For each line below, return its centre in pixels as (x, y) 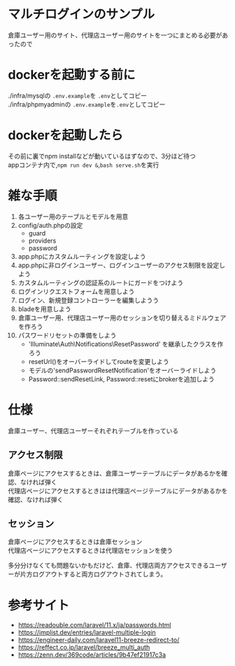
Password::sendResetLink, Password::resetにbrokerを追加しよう (122, 379)
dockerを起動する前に (72, 75)
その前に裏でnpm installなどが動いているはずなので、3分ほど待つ (102, 156)
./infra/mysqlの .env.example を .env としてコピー (78, 95)
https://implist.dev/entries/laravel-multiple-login (87, 632)
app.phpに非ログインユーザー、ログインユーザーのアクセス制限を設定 (119, 265)
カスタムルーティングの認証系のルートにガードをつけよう (101, 283)
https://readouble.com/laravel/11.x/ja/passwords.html (94, 625)
